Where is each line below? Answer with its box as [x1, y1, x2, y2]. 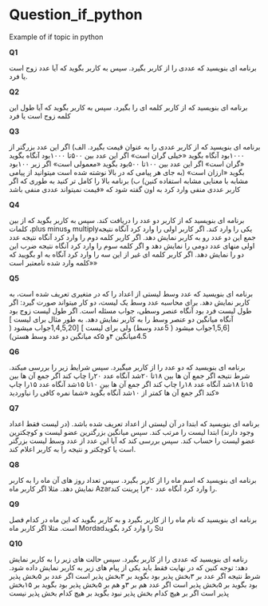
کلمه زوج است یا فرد [9, 110, 71, 121]
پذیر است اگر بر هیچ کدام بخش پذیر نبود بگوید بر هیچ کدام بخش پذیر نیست [9, 588, 230, 597]
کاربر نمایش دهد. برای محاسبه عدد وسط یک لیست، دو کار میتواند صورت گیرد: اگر [9, 297, 250, 307]
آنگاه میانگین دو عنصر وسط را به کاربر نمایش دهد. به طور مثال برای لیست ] [9, 314, 234, 324]
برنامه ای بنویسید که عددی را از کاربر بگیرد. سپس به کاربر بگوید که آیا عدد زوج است [9, 62, 258, 73]
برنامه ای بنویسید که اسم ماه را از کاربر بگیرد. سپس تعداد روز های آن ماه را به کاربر [9, 475, 257, 484]
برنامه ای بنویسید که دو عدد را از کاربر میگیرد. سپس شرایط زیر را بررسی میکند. [9, 362, 246, 372]
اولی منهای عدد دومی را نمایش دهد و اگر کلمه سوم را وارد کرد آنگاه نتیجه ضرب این [9, 241, 255, 250]
